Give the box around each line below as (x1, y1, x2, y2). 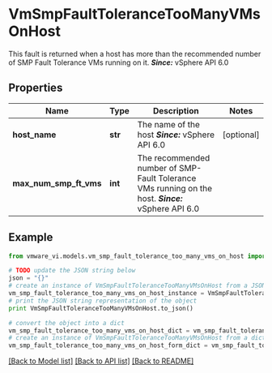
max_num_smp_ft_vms (12, 178, 102, 189)
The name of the (137, 118, 201, 130)
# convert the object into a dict (8, 319, 125, 327)
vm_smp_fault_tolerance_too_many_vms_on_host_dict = (8, 326, 190, 335)
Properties (8, 81, 63, 95)
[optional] (222, 129, 260, 140)
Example (8, 230, 53, 244)
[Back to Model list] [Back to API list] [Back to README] (8, 356, 194, 366)
